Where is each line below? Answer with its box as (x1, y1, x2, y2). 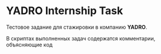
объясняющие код (6, 41, 53, 48)
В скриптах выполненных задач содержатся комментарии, (6, 35, 156, 42)
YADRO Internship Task (6, 4, 123, 18)
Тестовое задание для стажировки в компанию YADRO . (6, 23, 147, 31)
